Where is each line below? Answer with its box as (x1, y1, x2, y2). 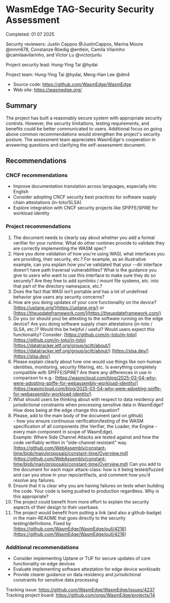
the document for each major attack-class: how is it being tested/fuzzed (13, 466, 164, 473)
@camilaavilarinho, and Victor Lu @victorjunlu (6, 52, 102, 58)
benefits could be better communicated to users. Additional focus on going (6, 125, 162, 131)
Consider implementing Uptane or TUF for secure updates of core (13, 555, 151, 561)
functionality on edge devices (13, 561, 75, 567)
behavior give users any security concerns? (13, 293, 105, 300)
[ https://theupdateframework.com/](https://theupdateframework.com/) (13, 310, 161, 316)
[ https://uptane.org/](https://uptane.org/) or (13, 305, 104, 311)
